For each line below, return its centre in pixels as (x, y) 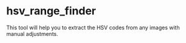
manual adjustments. (32, 33)
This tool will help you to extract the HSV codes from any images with (93, 27)
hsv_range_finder (51, 11)
